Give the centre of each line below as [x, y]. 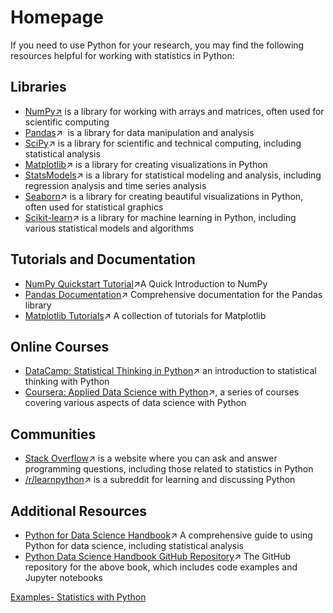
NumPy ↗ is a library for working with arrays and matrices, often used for [174, 111]
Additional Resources [78, 511]
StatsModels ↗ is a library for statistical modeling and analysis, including [173, 175]
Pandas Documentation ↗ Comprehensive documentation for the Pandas [173, 294]
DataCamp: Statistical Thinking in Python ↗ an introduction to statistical [170, 371]
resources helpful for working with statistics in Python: [122, 55]
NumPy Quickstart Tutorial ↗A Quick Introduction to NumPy [146, 283]
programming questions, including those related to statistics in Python [169, 469]
